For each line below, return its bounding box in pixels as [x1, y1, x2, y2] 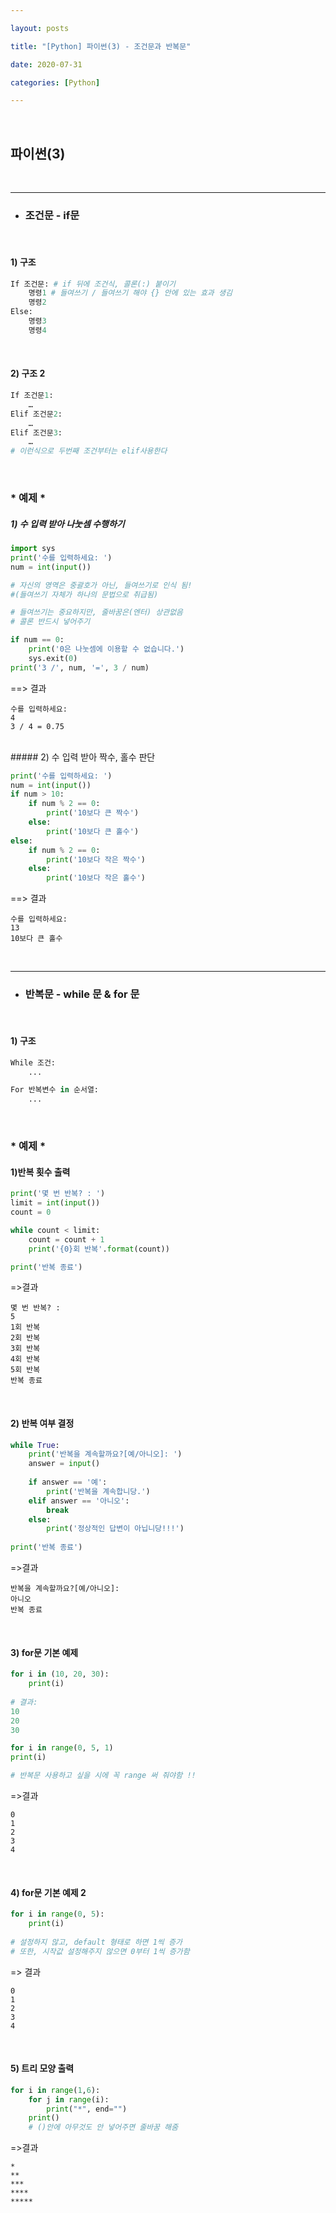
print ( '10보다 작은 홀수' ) [46, 873, 147, 883]
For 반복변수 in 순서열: [10, 1085, 100, 1095]
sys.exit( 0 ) [28, 653, 78, 663]
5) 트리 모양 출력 [10, 2062, 75, 2075]
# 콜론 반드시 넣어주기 [10, 617, 91, 627]
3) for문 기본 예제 [10, 1646, 79, 1658]
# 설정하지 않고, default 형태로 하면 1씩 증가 [10, 1937, 183, 1947]
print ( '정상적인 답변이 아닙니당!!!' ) [46, 1524, 185, 1534]
